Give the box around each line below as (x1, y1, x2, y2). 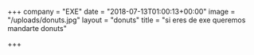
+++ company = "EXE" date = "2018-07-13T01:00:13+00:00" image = (7, 7, 236, 16)
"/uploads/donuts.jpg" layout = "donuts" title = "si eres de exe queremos (7, 15, 246, 25)
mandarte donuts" (7, 24, 67, 33)
